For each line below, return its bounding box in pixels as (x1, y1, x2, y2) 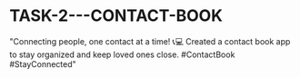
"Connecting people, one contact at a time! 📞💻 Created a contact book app (9, 35, 291, 46)
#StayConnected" (9, 58, 77, 69)
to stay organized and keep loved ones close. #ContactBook (9, 49, 235, 60)
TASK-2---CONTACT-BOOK (9, 5, 223, 26)
